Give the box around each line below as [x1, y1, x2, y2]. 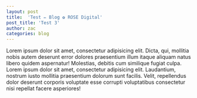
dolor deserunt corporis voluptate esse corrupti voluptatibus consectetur [6, 78, 186, 86]
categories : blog [6, 31, 50, 37]
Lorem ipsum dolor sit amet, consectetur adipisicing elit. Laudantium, [6, 66, 176, 73]
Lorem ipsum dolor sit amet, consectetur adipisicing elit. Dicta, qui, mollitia [6, 47, 189, 54]
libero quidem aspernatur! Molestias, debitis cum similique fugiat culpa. [6, 60, 182, 67]
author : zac [6, 25, 36, 31]
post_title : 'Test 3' [6, 20, 60, 26]
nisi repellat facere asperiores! [6, 85, 81, 92]
